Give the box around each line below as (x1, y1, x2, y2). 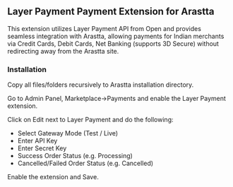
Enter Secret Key (17, 144, 67, 152)
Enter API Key (17, 137, 58, 145)
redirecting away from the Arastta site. (7, 47, 119, 55)
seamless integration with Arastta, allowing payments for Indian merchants (7, 32, 225, 40)
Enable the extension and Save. (7, 173, 99, 181)
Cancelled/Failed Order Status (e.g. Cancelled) (17, 159, 154, 168)
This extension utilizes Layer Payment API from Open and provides (7, 24, 201, 32)
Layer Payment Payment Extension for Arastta (7, 6, 215, 18)
